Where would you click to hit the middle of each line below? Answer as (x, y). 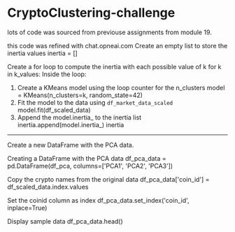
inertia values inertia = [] (43, 53)
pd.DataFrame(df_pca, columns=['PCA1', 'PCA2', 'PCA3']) (90, 166)
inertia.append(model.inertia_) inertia (71, 124)
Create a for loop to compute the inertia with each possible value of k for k (114, 66)
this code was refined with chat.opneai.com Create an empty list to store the (117, 45)
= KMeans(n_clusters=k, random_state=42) (80, 95)
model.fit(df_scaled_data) (54, 110)
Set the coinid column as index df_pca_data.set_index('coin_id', (99, 200)
